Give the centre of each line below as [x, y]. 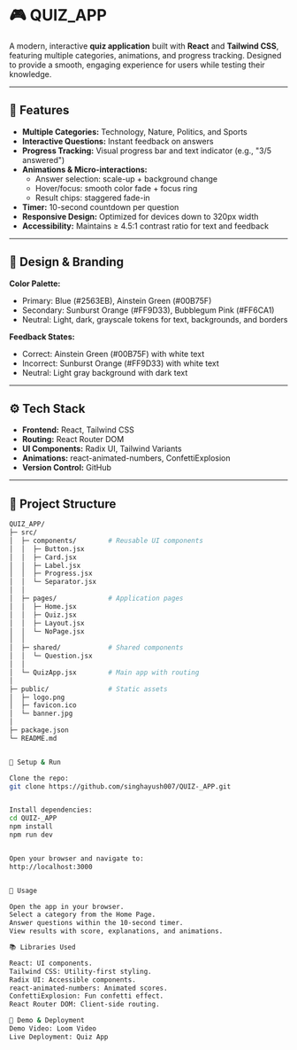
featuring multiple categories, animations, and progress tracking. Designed [145, 55]
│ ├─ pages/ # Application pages [96, 599]
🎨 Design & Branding [66, 262]
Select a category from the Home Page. [83, 915]
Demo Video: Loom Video [53, 1029]
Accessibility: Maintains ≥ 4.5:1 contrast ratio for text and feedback [145, 226]
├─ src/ [23, 533]
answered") [43, 159]
